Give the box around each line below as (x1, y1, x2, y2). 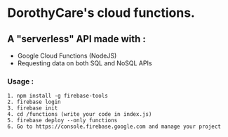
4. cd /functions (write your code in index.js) (7, 111, 152, 118)
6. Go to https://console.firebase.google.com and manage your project (7, 123, 221, 131)
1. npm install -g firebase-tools (7, 93, 109, 100)
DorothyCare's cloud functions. (7, 5, 195, 21)
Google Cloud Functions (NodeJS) (17, 51, 117, 60)
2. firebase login (7, 98, 61, 106)
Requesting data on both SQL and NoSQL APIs (17, 59, 152, 67)
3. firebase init (7, 105, 58, 112)
